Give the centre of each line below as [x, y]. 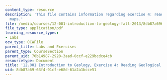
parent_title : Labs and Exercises [41, 47]
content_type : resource [30, 10]
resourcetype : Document [30, 61]
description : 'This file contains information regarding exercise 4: [79, 14]
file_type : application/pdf [34, 28]
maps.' [16, 19]
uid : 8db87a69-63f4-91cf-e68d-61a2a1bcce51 [51, 70]
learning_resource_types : [32, 33]
